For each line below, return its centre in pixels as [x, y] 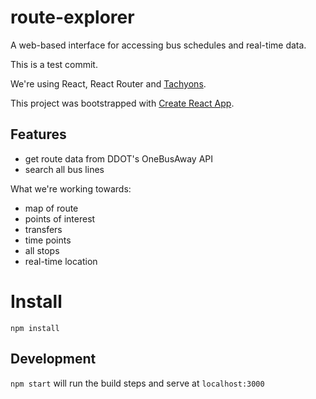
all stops [42, 250]
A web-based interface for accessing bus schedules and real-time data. [158, 45]
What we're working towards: [71, 188]
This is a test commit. [54, 64]
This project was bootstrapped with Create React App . [122, 103]
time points [48, 240]
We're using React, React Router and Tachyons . [108, 83]
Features [38, 134]
